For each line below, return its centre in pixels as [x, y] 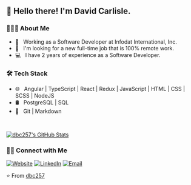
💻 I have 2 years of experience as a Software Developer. [88, 55]
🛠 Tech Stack [27, 73]
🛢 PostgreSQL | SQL [42, 102]
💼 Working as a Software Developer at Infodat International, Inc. [96, 42]
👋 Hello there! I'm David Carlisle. [69, 11]
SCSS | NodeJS [35, 95]
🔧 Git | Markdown [38, 111]
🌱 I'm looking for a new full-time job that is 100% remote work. [95, 48]
